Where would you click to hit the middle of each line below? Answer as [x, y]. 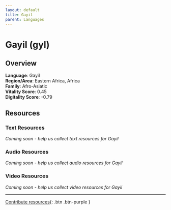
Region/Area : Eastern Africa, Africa [43, 81]
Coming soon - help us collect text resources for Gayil [62, 139]
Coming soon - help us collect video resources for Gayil [64, 187]
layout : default [22, 10]
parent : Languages [25, 19]
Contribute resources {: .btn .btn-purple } [48, 202]
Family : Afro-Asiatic [26, 86]
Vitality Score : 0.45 [26, 92]
